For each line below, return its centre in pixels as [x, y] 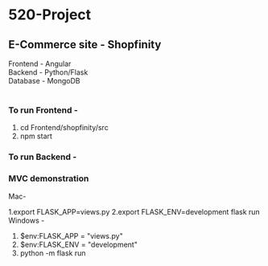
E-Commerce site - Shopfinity [85, 45]
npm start [36, 136]
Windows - [27, 220]
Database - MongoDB [44, 81]
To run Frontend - [43, 110]
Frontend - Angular [40, 63]
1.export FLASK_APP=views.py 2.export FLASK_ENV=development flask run [134, 211]
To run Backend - [43, 157]
